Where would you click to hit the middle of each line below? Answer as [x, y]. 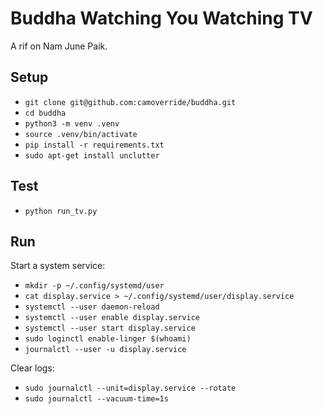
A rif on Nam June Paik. [59, 46]
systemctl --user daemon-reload [92, 307]
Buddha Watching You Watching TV [161, 18]
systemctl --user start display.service [110, 328]
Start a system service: [58, 266]
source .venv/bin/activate [81, 134]
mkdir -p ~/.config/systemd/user [94, 286]
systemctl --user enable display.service [112, 318]
